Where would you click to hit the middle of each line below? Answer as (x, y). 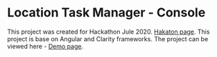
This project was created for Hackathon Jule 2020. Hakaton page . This (108, 32)
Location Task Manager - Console (106, 13)
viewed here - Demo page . (45, 46)
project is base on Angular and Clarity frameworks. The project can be (108, 38)
